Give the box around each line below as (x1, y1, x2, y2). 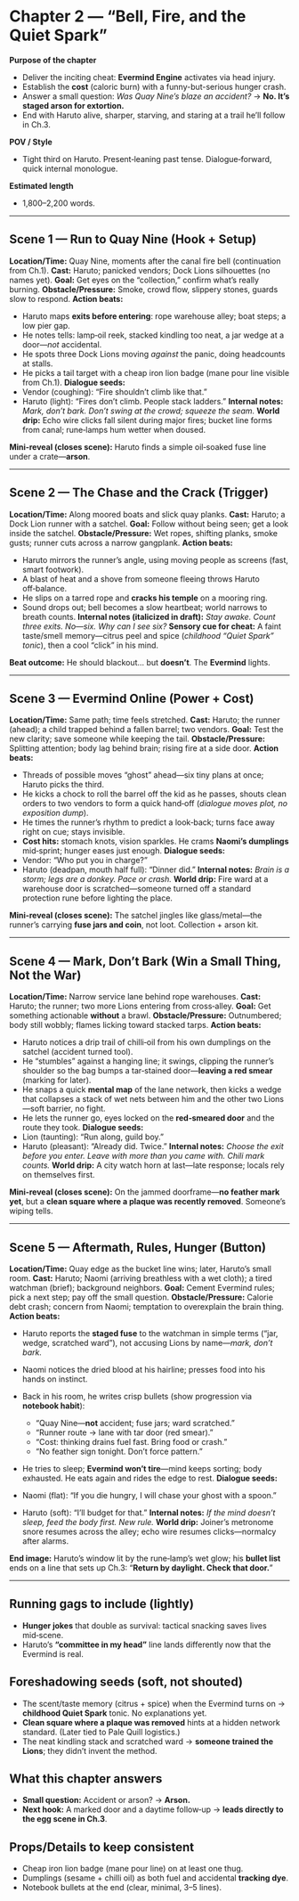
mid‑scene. (21, 1629, 64, 1640)
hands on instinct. (21, 1374, 88, 1384)
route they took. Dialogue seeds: (21, 1122, 144, 1133)
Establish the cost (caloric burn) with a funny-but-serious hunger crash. (21, 81, 287, 92)
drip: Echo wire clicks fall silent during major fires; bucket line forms (21, 414, 273, 425)
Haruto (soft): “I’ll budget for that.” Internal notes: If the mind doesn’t (21, 1507, 276, 1518)
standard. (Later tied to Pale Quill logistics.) (21, 1726, 181, 1737)
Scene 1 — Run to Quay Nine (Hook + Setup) (9, 232, 257, 247)
